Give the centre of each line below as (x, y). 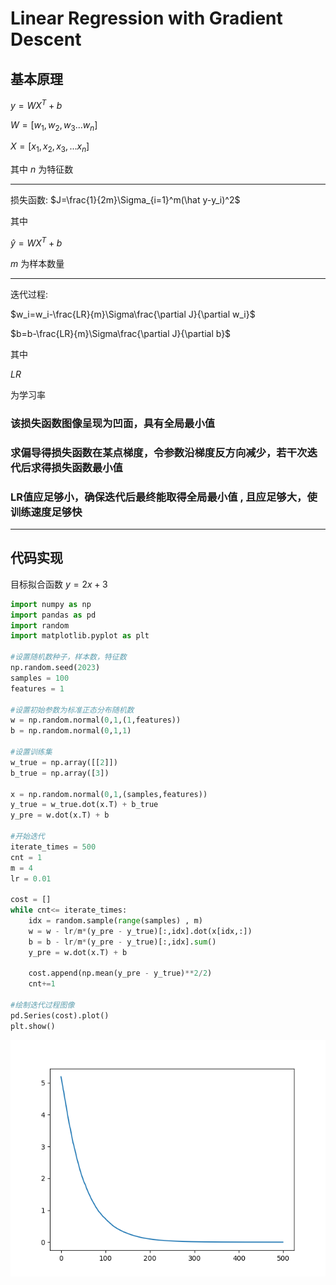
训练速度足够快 (46, 512)
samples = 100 (40, 678)
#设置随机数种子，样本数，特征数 (68, 657)
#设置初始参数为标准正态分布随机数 (72, 710)
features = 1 (37, 688)
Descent (46, 39)
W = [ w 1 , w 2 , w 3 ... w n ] (54, 125)
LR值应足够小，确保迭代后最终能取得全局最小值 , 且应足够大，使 (164, 497)
